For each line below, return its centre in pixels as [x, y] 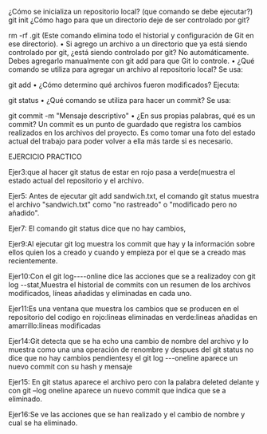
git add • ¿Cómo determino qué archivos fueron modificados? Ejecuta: [124, 85]
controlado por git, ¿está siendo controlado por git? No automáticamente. [129, 52]
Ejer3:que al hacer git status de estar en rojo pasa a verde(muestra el [122, 172]
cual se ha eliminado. [43, 423]
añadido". [24, 213]
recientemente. [33, 261]
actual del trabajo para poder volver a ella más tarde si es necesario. [121, 141]
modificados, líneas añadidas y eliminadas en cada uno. [100, 293]
